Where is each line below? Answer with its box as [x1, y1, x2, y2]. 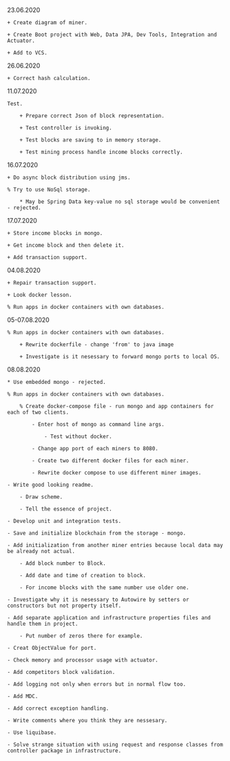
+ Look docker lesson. [7, 291, 72, 298]
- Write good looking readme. [7, 481, 94, 488]
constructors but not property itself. [7, 602, 122, 609]
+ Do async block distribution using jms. [7, 174, 131, 181]
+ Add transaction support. [7, 254, 88, 261]
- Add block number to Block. [19, 560, 107, 567]
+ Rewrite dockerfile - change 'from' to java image [19, 341, 174, 348]
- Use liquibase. [7, 729, 57, 736]
